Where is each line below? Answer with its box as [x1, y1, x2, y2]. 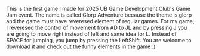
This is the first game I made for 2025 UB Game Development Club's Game [6, 5, 191, 12]
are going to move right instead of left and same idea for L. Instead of [6, 30, 177, 38]
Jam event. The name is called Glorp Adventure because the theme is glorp [6, 11, 192, 18]
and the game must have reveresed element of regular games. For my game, [6, 18, 195, 24]
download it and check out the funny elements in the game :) [6, 43, 156, 50]
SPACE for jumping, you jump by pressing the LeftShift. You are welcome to [6, 37, 192, 43]
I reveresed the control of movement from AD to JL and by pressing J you [6, 24, 187, 31]
